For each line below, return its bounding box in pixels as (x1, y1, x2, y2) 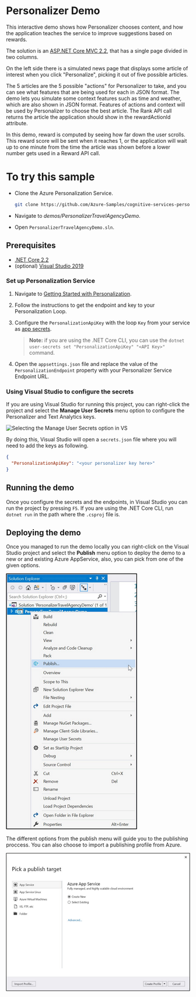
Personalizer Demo (6, 4, 100, 18)
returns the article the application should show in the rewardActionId (6, 113, 171, 121)
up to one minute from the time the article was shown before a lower (6, 143, 171, 150)
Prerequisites (6, 241, 56, 251)
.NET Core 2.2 (14, 256, 49, 263)
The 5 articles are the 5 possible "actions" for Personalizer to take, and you (6, 82, 187, 89)
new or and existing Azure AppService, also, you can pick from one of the (6, 556, 184, 563)
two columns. (6, 53, 39, 60)
